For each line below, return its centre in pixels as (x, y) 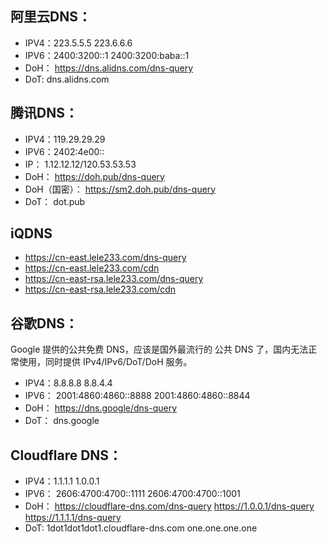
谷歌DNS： (44, 323)
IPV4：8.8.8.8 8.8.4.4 (68, 383)
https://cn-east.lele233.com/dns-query (105, 258)
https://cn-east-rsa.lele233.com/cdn (100, 289)
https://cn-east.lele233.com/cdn (92, 268)
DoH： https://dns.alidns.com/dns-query (109, 68)
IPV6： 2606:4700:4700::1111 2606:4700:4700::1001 (132, 494)
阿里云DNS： (51, 17)
